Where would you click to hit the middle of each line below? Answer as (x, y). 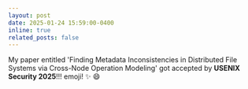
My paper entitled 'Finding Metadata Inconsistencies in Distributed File (123, 60)
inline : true (30, 30)
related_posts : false (44, 37)
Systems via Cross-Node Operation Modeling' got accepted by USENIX (124, 69)
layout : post (30, 15)
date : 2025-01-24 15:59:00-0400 (61, 23)
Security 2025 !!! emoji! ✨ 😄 (54, 76)
